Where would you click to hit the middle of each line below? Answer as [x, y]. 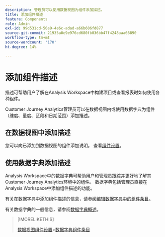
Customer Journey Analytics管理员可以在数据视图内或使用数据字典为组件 [80, 109]
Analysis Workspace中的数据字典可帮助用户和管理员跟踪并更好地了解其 [78, 176]
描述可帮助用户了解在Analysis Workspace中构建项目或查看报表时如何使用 [80, 92]
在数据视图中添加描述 [38, 132]
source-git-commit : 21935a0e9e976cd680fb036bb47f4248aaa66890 [71, 33]
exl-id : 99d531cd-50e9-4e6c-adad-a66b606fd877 [54, 28]
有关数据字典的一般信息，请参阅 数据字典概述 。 [53, 210]
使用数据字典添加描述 [38, 163]
